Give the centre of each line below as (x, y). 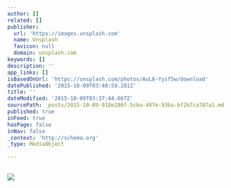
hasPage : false (29, 125)
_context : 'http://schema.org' (53, 137)
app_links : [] (28, 72)
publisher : (23, 27)
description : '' (31, 66)
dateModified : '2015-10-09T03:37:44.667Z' (70, 99)
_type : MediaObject (36, 145)
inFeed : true (26, 118)
